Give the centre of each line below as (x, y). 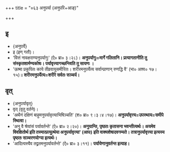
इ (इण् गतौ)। (23, 52)
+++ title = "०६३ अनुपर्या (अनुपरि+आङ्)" (42, 8)
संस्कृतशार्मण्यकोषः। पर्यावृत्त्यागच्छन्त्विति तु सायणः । (53, 63)
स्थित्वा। (20, 120)
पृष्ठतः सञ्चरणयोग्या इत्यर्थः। (35, 138)
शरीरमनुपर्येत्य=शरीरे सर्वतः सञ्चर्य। (52, 75)
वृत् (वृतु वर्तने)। (25, 109)
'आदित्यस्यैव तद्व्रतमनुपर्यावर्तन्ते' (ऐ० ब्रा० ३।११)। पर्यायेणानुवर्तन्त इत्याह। (71, 143)
